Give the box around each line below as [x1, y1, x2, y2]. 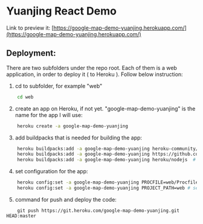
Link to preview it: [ [6, 24, 54, 31]
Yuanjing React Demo [6, 4, 117, 18]
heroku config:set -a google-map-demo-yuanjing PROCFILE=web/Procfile [17, 179, 199, 185]
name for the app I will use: [14, 111, 83, 118]
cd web [17, 94, 34, 100]
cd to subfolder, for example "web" [14, 82, 103, 89]
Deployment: [6, 48, 56, 59]
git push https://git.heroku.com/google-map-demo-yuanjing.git [17, 207, 180, 214]
